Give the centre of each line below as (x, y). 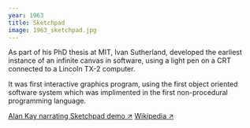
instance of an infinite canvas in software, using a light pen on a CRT (119, 60)
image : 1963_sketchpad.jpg (52, 30)
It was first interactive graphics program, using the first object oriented (123, 84)
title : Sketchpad (37, 23)
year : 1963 (26, 15)
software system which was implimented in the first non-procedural (118, 93)
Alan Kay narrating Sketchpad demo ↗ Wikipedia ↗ (91, 116)
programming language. (47, 101)
